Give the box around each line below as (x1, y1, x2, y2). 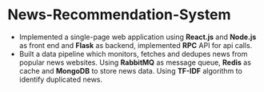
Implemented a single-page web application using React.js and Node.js (18, 32, 257, 42)
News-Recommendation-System (7, 6, 231, 24)
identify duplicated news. (18, 74, 103, 84)
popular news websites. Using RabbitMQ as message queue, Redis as (18, 58, 251, 67)
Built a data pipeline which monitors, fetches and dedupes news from (18, 49, 248, 58)
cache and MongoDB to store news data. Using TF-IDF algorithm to (18, 66, 243, 75)
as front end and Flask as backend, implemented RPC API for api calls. (18, 40, 253, 50)
